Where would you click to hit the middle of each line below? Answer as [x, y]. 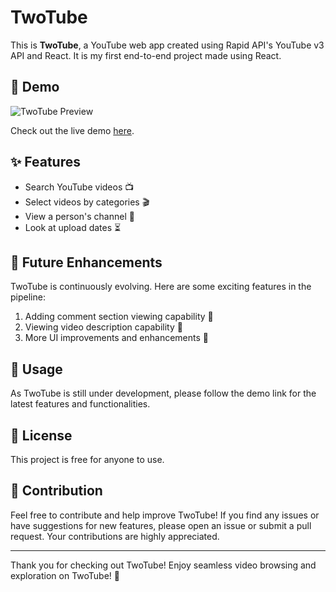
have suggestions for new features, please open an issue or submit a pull [161, 525]
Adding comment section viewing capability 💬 [119, 317]
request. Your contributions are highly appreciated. [115, 536]
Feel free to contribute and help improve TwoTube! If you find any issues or [165, 515]
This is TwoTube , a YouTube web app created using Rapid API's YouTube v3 [167, 45]
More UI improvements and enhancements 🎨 [117, 338]
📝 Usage [36, 369]
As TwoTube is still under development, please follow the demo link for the [163, 393]
